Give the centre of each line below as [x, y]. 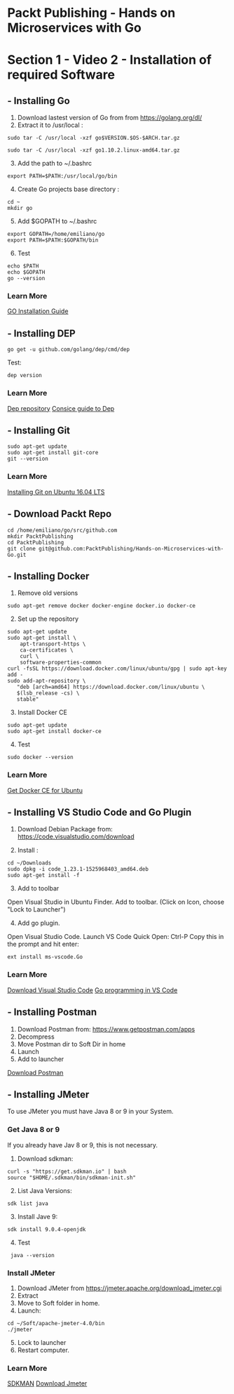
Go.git [17, 555]
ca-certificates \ [47, 650]
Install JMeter [32, 1273]
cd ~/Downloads [29, 863]
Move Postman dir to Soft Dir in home [71, 1044]
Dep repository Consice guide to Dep [61, 408]
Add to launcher [41, 1059]
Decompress [36, 1037]
